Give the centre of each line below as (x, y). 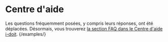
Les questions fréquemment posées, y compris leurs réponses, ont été (79, 23)
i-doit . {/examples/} (26, 34)
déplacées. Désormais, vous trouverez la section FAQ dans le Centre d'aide (84, 28)
